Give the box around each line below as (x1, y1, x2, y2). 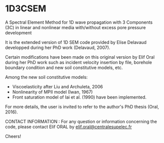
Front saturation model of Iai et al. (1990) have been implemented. (12, 94, 147, 100)
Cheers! (5, 133, 21, 139)
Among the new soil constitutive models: (5, 74, 88, 80)
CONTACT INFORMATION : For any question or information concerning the (5, 118, 157, 124)
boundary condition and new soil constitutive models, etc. (5, 65, 123, 71)
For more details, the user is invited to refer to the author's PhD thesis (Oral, (5, 104, 159, 109)
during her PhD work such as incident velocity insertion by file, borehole (5, 59, 152, 65)
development (5, 30, 32, 36)
